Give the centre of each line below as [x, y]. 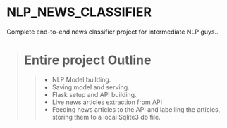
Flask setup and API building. [94, 94]
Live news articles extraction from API [107, 102]
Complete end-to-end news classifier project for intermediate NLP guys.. [113, 32]
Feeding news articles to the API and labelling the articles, [136, 109]
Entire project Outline [87, 60]
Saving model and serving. [91, 87]
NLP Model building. [81, 79]
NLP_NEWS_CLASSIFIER [79, 12]
